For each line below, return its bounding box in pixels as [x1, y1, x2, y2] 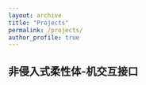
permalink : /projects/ [8, 26, 83, 34]
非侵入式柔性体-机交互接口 [8, 65, 139, 78]
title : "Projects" [8, 19, 69, 27]
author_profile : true [8, 33, 80, 42]
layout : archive [8, 11, 62, 20]
